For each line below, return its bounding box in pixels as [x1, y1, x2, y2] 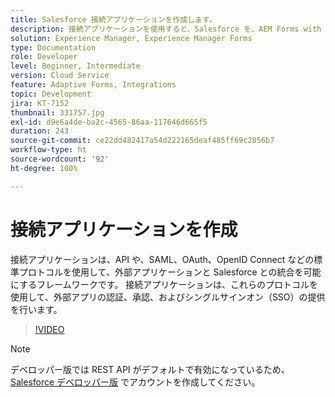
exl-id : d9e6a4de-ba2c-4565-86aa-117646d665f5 [10, 117, 208, 127]
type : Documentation [10, 42, 97, 53]
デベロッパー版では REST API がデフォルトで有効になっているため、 [10, 363, 290, 375]
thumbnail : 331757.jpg [10, 107, 105, 118]
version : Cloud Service [10, 71, 110, 81]
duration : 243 [10, 126, 70, 136]
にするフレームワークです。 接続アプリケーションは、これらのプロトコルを [10, 278, 318, 290]
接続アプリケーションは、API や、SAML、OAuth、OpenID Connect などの [10, 253, 315, 265]
